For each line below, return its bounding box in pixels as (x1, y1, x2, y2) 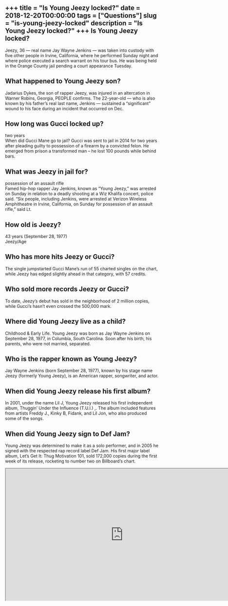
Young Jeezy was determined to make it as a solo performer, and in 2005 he (5, 443, 159, 448)
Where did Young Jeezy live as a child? (5, 317, 126, 326)
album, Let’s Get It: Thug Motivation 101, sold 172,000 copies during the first (5, 453, 157, 459)
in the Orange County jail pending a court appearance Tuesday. (5, 63, 133, 69)
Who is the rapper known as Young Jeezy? (5, 355, 137, 363)
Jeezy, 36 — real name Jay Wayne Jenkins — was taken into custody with (5, 47, 154, 53)
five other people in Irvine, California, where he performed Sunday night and (5, 52, 158, 58)
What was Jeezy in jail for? (5, 167, 89, 176)
